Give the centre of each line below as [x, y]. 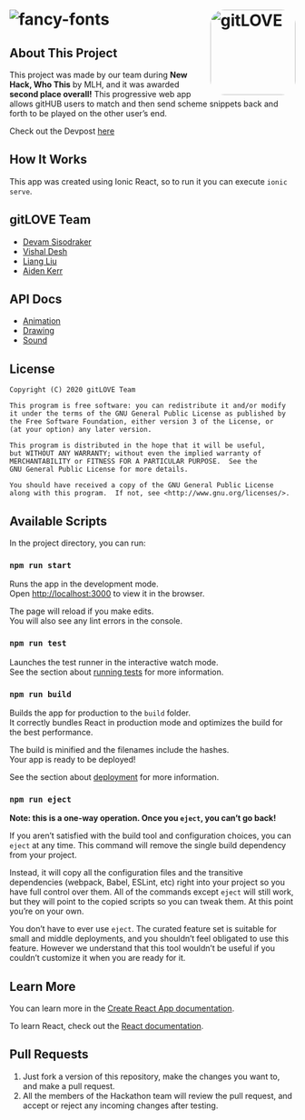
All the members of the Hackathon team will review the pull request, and [157, 1095]
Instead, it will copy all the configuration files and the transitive [126, 873]
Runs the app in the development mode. [84, 584]
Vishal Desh [45, 251]
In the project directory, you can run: [78, 543]
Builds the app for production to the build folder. [100, 713]
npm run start [40, 565]
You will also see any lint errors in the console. [96, 621]
